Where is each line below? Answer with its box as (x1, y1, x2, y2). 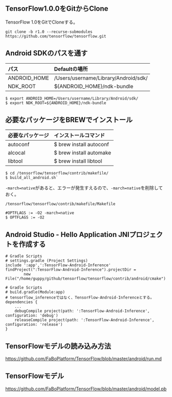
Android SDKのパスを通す (5, 49, 88, 57)
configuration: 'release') (5, 322, 63, 327)
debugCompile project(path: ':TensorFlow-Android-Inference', (14, 309, 150, 314)
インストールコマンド (53, 132, 105, 139)
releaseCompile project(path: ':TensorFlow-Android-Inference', (14, 317, 155, 323)
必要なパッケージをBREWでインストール (5, 115, 133, 124)
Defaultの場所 (54, 65, 88, 72)
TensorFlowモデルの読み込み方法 (5, 342, 111, 350)
